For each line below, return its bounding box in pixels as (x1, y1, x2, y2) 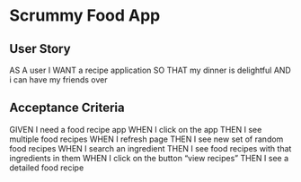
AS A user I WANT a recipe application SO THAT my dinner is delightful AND (9, 65, 292, 75)
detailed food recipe (9, 162, 84, 173)
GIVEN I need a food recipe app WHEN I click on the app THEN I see (9, 124, 262, 134)
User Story (9, 41, 71, 56)
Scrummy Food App (9, 5, 161, 26)
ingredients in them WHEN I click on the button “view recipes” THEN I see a (9, 152, 289, 163)
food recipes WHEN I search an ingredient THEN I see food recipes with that (9, 143, 292, 153)
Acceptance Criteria (9, 100, 125, 116)
